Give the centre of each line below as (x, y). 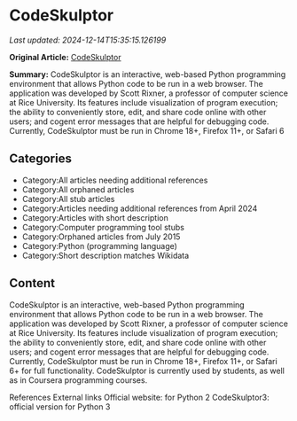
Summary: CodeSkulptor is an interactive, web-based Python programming (148, 74)
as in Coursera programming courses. (78, 380)
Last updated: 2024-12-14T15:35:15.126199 (88, 40)
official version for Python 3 (60, 406)
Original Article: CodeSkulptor (65, 57)
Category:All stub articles (68, 199)
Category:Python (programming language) (99, 246)
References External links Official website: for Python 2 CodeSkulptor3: (139, 397)
